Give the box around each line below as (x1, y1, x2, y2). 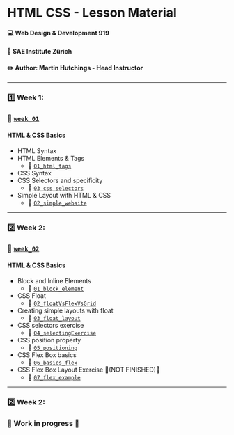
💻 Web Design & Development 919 (7, 29, 110, 37)
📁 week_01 (7, 113, 40, 123)
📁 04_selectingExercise (27, 329, 96, 337)
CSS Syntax (17, 168, 52, 177)
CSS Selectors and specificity (17, 176, 103, 184)
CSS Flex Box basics (17, 350, 77, 359)
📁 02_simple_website (27, 198, 87, 207)
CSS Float (17, 291, 47, 300)
